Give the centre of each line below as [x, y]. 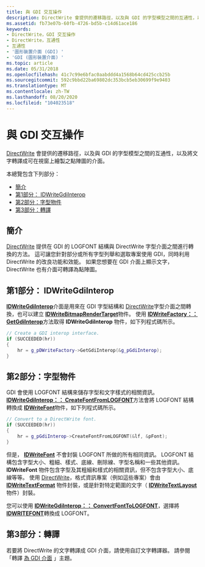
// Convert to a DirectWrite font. [52, 419]
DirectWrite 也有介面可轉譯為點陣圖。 [53, 269]
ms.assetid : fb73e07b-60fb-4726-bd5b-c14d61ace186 [72, 23]
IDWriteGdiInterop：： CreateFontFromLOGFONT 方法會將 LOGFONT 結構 [100, 400]
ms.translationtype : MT [37, 86]
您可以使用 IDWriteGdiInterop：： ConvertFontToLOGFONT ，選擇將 [93, 505]
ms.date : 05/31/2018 [33, 69]
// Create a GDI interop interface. [53, 334]
